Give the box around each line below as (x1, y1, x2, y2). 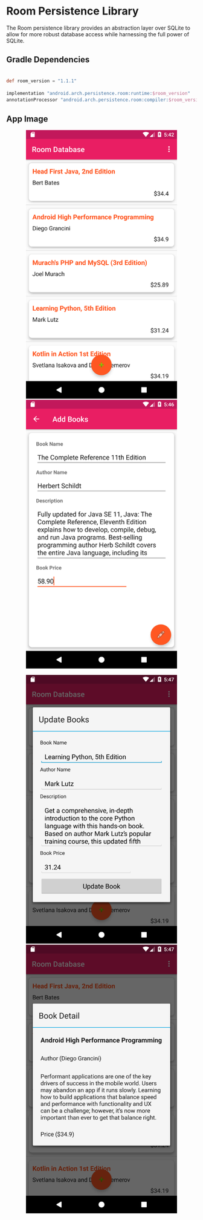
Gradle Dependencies (6, 54, 90, 65)
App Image (6, 114, 48, 124)
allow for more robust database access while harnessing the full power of (6, 30, 189, 37)
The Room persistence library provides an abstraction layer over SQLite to (6, 24, 190, 31)
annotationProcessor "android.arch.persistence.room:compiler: (6, 97, 169, 103)
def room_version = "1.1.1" (6, 77, 77, 84)
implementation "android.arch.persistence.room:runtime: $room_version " (6, 91, 190, 97)
